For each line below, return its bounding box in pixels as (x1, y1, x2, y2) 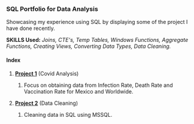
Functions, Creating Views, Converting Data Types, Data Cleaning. (6, 43, 171, 50)
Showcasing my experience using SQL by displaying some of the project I (6, 19, 188, 26)
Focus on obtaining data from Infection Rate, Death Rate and (23, 81, 173, 89)
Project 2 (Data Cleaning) (14, 99, 78, 107)
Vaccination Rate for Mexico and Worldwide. (23, 87, 134, 95)
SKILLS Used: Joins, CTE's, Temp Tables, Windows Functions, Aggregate (6, 37, 189, 44)
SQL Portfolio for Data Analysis (6, 5, 99, 13)
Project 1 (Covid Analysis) (14, 69, 79, 77)
